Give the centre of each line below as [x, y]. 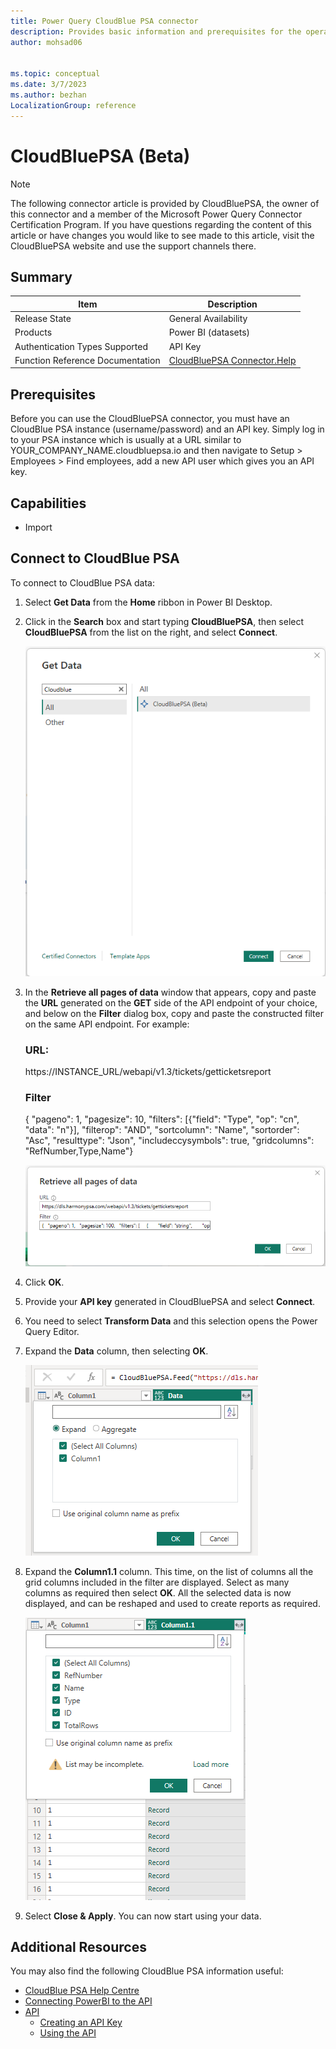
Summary [41, 276]
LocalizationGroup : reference [73, 105]
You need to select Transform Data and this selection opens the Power [171, 1321]
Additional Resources [78, 1947]
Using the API [68, 2033]
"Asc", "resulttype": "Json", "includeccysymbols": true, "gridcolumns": [169, 1141]
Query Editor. [52, 1331]
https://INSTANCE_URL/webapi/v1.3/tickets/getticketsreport [148, 1072]
